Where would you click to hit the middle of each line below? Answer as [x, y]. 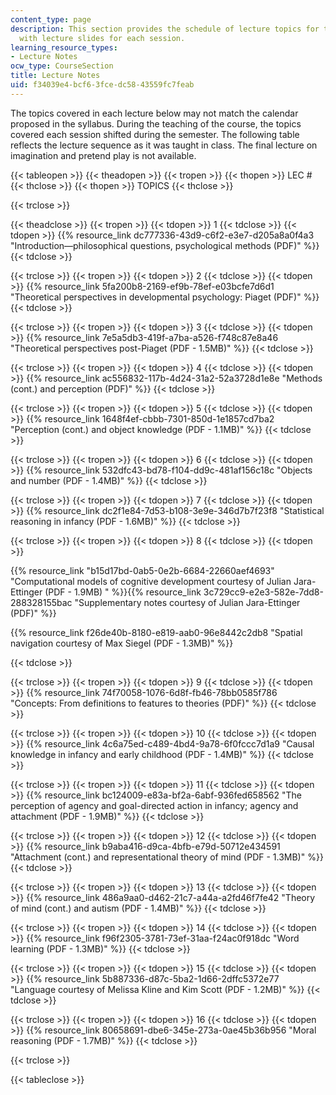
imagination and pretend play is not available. [103, 155]
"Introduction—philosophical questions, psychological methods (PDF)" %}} [165, 245]
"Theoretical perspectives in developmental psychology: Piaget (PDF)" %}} [165, 297]
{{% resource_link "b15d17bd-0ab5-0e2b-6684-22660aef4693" [142, 570]
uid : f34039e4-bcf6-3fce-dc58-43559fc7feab [102, 85]
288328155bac [41, 602]
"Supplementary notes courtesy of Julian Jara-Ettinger [187, 602]
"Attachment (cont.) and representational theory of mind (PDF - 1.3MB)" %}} [167, 857]
